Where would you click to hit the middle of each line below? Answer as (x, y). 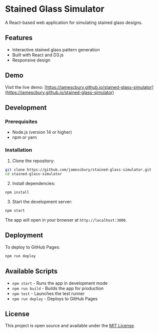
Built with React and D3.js (38, 55)
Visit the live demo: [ (26, 87)
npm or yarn (24, 137)
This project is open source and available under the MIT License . (70, 326)
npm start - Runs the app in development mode (60, 283)
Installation (19, 150)
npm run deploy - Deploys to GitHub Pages (55, 298)
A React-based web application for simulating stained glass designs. (74, 22)
